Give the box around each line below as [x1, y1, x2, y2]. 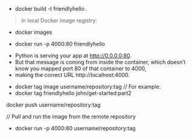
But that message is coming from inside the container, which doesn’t [14, 59, 186, 65]
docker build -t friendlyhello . [14, 5, 88, 12]
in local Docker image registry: [21, 17, 98, 24]
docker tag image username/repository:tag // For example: [14, 83, 161, 90]
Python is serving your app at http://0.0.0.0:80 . [14, 52, 132, 59]
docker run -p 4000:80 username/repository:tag [14, 125, 136, 132]
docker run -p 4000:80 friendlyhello [14, 41, 106, 47]
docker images [14, 28, 53, 36]
